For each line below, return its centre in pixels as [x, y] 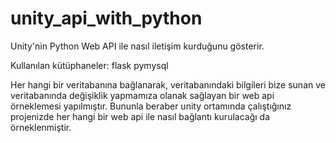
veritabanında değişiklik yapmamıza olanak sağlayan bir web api [142, 95]
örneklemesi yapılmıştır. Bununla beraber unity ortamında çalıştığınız [151, 106]
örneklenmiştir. [41, 127]
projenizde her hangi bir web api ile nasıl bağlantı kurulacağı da [140, 116]
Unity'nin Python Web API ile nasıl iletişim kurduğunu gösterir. [137, 46]
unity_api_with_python [106, 18]
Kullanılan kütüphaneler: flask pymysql [89, 65]
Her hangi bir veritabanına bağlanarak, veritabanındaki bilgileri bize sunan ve [168, 84]
